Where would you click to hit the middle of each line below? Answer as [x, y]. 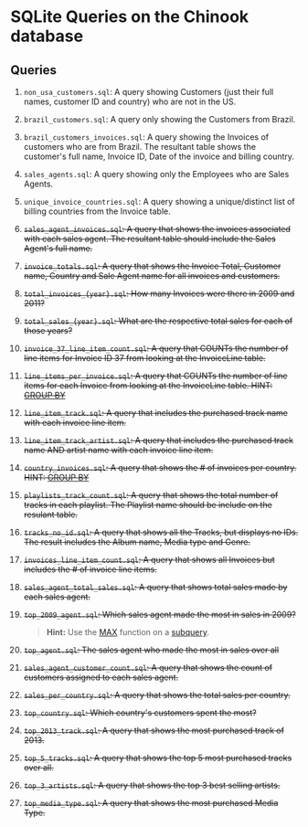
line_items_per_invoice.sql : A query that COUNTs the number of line [155, 376]
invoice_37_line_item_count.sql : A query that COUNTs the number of [156, 348]
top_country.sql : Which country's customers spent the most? [140, 713]
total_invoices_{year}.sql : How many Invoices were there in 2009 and [159, 293]
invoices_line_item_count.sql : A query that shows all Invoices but [149, 560]
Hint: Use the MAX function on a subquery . [127, 632]
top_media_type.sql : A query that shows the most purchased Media [151, 803]
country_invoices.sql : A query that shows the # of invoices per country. [160, 467]
